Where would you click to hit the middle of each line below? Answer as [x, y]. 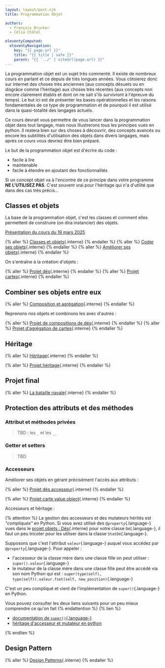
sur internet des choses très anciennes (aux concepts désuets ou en [75, 84]
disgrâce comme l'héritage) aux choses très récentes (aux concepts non [79, 89]
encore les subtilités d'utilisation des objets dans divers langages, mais [77, 135]
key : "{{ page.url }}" [37, 50]
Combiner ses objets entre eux [53, 292]
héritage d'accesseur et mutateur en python [57, 623]
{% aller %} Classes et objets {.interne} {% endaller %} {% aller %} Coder [80, 242]
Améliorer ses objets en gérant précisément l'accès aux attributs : [72, 480]
